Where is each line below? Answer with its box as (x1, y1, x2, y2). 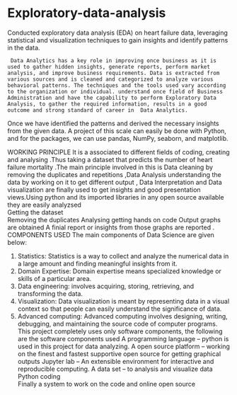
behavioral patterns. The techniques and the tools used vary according (7, 81, 226, 89)
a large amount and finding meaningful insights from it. (17, 259, 178, 268)
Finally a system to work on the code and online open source (17, 379, 196, 388)
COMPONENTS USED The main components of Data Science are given (7, 230, 214, 239)
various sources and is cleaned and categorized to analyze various (7, 76, 214, 83)
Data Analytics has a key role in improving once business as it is (10, 57, 217, 64)
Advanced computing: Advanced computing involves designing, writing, (17, 311, 228, 320)
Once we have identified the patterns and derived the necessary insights (7, 119, 219, 127)
